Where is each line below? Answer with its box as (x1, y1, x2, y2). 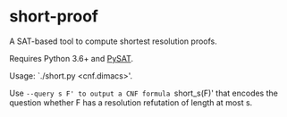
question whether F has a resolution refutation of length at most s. (9, 96, 253, 108)
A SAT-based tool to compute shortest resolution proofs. (9, 36, 217, 46)
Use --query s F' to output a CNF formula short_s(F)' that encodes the (9, 88, 279, 98)
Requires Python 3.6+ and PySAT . (9, 53, 134, 63)
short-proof (9, 6, 98, 27)
